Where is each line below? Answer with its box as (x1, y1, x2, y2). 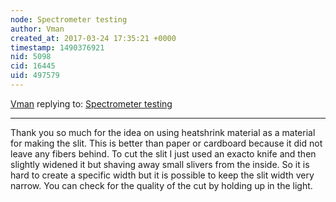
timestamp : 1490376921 (10, 42, 105, 53)
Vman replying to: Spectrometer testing (10, 97, 173, 110)
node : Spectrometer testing (10, 14, 128, 25)
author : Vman (10, 24, 65, 34)
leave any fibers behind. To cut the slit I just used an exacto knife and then (10, 147, 317, 160)
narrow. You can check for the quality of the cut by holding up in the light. (10, 179, 313, 191)
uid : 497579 (10, 71, 60, 81)
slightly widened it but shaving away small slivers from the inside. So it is (10, 158, 310, 170)
